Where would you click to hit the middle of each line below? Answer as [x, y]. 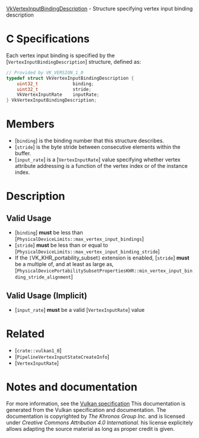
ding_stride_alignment [43, 277]
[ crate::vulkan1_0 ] [38, 350]
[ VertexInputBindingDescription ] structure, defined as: [74, 61]
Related [25, 334]
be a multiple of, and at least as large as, [64, 264]
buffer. [23, 154]
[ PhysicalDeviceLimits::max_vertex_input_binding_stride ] [87, 252]
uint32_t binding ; [56, 84]
